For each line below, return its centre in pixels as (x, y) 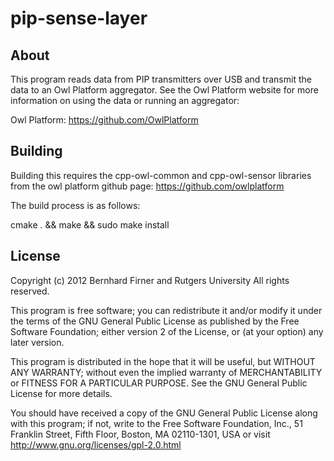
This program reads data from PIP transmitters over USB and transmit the (161, 79)
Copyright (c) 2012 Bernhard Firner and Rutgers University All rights (150, 280)
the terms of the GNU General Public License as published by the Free (155, 321)
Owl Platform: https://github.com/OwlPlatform (104, 120)
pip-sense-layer (79, 18)
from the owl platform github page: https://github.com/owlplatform (147, 186)
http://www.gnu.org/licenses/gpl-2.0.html (96, 444)
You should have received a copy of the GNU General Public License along (164, 413)
